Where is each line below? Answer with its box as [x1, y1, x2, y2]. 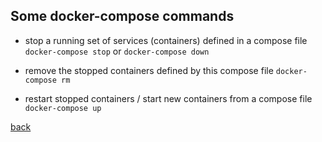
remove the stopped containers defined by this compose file [24, 64, 274, 76]
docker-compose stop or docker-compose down [24, 45, 210, 57]
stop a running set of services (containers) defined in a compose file [24, 34, 308, 46]
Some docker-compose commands [10, 8, 235, 25]
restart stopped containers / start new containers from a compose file [24, 92, 313, 104]
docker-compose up [24, 103, 102, 113]
